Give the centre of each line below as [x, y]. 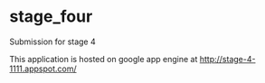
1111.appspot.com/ [43, 69]
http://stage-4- [227, 59]
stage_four [51, 17]
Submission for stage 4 [53, 41]
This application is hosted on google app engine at [104, 59]
